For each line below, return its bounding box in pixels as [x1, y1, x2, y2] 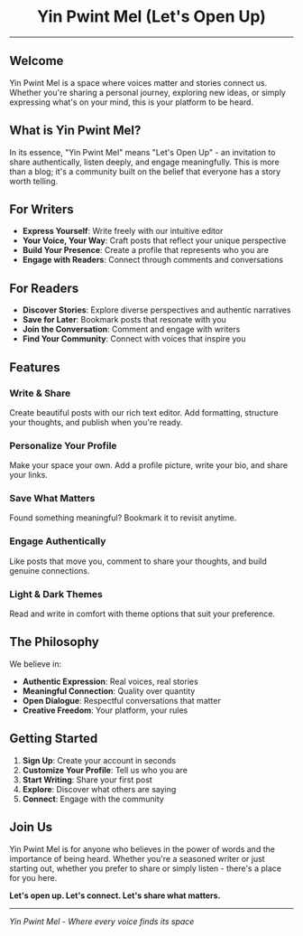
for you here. [9, 872, 58, 883]
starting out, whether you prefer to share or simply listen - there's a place [9, 863, 282, 874]
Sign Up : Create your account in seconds [22, 754, 177, 765]
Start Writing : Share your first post [22, 774, 153, 785]
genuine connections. [9, 565, 90, 576]
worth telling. [9, 175, 59, 186]
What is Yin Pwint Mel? [9, 123, 142, 138]
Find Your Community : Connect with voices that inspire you [22, 333, 246, 344]
